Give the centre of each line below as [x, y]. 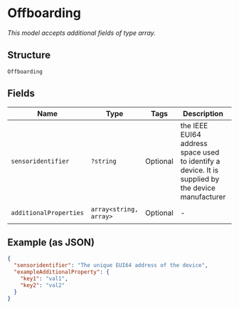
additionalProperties [47, 213]
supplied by [200, 179]
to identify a [200, 161]
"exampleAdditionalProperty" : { [62, 272]
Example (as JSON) [51, 242]
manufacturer [203, 197]
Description [203, 113]
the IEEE [194, 125]
